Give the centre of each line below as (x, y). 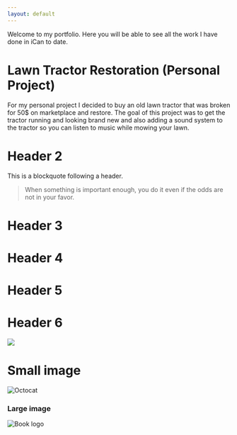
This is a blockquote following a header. (65, 176)
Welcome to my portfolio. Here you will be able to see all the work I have (112, 34)
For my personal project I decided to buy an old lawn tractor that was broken (119, 105)
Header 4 (35, 258)
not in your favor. (50, 197)
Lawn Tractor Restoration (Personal (114, 70)
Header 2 (35, 156)
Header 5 (35, 290)
